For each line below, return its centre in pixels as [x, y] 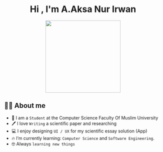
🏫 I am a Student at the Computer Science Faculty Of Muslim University [85, 118]
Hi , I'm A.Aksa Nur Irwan [83, 9]
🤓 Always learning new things [43, 143]
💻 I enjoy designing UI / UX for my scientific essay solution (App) [79, 131]
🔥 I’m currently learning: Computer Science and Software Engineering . [83, 138]
